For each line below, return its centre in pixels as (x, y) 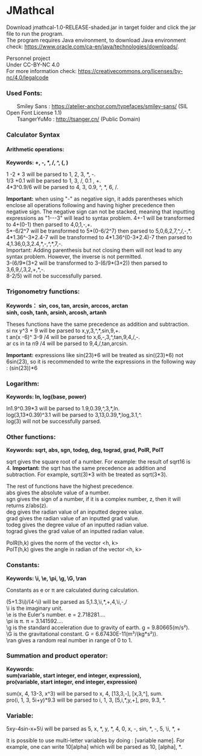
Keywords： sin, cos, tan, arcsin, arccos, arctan (67, 305)
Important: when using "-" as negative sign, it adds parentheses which (95, 199)
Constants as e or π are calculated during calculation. (73, 590)
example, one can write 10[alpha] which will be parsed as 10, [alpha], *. (94, 747)
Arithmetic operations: (35, 149)
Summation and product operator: (57, 656)
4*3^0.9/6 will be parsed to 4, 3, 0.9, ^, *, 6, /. (62, 187)
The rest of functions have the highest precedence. (70, 486)
